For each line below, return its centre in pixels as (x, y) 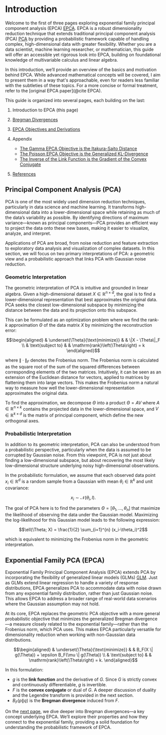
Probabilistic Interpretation (38, 434)
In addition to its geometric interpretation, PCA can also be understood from (83, 445)
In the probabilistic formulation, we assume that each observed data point (81, 475)
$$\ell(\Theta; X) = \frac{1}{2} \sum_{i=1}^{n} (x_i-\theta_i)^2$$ (83, 530)
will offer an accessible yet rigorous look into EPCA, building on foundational (83, 54)
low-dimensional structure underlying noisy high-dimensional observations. (82, 465)
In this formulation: (24, 669)
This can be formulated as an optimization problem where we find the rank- (82, 320)
